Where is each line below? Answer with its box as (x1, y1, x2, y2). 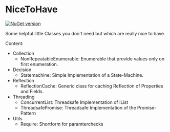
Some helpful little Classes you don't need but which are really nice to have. (5, 30, 165, 36)
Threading (12, 94, 35, 100)
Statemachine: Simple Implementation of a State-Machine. (20, 72, 144, 78)
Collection (12, 50, 34, 56)
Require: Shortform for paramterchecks (20, 121, 103, 127)
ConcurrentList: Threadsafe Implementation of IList (20, 99, 129, 105)
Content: (5, 40, 24, 47)
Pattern (20, 110, 36, 116)
